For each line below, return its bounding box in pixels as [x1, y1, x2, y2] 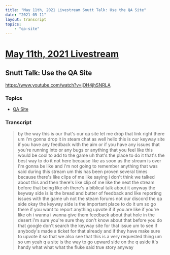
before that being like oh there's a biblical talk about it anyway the [17, 184, 156, 191]
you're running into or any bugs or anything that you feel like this [17, 147, 153, 153]
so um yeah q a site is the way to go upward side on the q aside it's [17, 239, 158, 245]
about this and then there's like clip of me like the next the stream [17, 179, 155, 185]
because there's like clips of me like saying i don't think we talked [17, 174, 155, 180]
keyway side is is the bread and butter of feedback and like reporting [17, 190, 162, 196]
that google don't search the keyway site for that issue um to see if [17, 222, 158, 229]
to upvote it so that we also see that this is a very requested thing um [17, 233, 162, 239]
